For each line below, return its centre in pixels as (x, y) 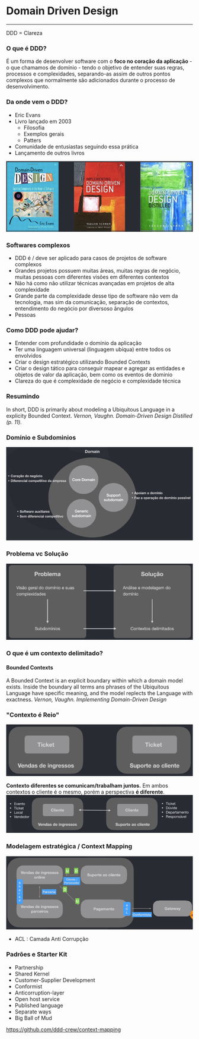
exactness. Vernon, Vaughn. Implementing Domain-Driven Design (86, 700)
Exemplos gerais (44, 134)
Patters (32, 140)
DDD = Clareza (24, 33)
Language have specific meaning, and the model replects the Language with (99, 693)
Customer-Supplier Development (55, 980)
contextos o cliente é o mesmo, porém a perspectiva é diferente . (85, 792)
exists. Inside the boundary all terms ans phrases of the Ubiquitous (88, 687)
